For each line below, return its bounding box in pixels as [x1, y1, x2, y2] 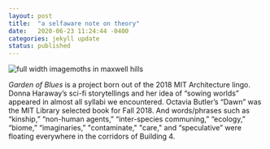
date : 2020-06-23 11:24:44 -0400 [8, 27, 129, 35]
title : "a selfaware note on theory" [8, 19, 140, 28]
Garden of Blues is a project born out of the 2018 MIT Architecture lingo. [8, 80, 250, 90]
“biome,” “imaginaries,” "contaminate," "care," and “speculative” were [8, 123, 242, 133]
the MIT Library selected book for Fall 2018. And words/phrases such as [8, 106, 250, 116]
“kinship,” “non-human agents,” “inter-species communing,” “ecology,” [8, 114, 246, 124]
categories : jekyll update [8, 34, 100, 43]
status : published [8, 42, 71, 50]
